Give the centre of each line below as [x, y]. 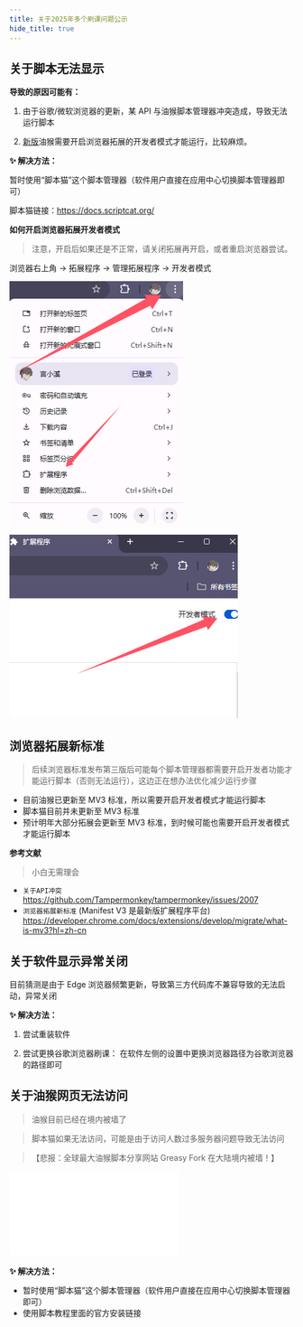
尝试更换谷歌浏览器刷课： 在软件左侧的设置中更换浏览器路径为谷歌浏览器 [158, 1053]
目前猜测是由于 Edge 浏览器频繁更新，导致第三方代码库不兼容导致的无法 [143, 984]
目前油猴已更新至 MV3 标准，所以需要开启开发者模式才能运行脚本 [144, 800]
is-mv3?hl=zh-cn [55, 930]
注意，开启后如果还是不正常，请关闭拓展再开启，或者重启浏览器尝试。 [162, 249]
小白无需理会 [55, 873]
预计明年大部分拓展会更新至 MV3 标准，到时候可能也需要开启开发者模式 [156, 823]
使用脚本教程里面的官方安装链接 [82, 1313]
